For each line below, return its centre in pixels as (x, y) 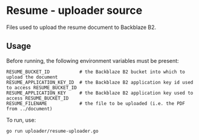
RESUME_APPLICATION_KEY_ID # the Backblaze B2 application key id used (100, 82)
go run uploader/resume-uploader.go (52, 131)
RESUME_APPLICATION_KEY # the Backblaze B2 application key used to (100, 93)
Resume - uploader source (74, 11)
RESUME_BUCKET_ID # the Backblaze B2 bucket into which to (96, 72)
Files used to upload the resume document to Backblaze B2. (81, 27)
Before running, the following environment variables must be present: (93, 60)
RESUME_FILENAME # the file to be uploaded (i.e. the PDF (96, 103)
